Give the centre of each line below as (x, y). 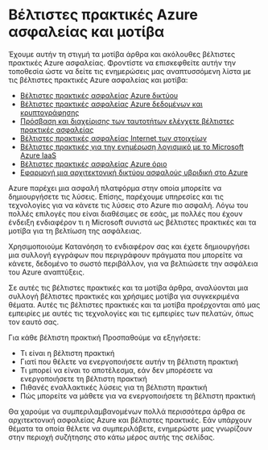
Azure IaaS (38, 155)
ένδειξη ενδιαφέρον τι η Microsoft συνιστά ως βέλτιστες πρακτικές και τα (132, 222)
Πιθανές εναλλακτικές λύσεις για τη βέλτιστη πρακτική (113, 387)
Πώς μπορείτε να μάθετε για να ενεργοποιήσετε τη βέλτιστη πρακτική (138, 395)
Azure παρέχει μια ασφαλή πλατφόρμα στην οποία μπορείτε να (115, 188)
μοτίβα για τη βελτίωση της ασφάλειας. (75, 230)
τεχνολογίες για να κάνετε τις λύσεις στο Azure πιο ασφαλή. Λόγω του (128, 205)
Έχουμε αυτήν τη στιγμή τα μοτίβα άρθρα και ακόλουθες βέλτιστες (122, 54)
